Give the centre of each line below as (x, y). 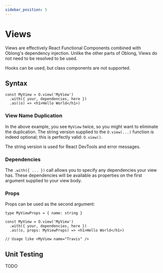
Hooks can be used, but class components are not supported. (68, 68)
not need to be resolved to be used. (41, 58)
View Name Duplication (34, 116)
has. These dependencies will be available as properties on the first (74, 175)
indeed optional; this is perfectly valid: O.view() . (54, 137)
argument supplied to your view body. (44, 180)
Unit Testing (24, 254)
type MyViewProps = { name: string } (44, 213)
